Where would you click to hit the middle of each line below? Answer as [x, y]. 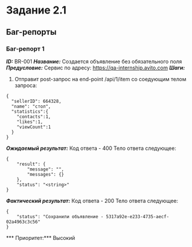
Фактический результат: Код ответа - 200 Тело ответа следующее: [92, 201]
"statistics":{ [30, 111]
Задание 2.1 [36, 10]
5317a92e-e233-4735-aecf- [137, 216]
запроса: [26, 85]
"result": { [31, 164]
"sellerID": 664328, [36, 101]
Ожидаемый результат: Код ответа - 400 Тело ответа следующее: [91, 148]
